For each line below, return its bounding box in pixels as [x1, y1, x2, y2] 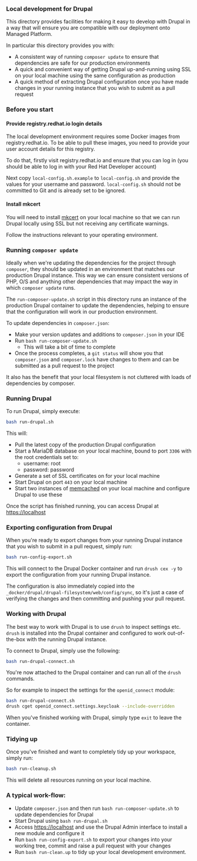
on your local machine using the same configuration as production [14, 72, 176, 79]
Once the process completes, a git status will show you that [14, 349, 163, 357]
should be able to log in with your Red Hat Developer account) [6, 163, 157, 170]
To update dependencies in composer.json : [6, 319, 110, 326]
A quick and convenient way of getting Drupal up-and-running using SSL [14, 66, 192, 73]
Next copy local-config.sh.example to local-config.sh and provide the [6, 175, 180, 182]
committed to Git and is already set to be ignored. [6, 187, 126, 194]
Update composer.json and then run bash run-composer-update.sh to [14, 805, 179, 812]
